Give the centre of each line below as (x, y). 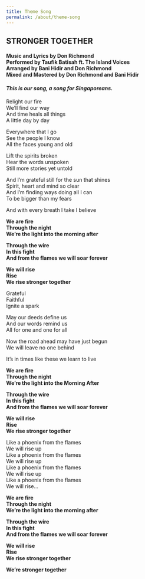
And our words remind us (37, 323)
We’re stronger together (36, 570)
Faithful (15, 299)
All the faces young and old (39, 144)
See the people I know (33, 138)
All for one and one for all (37, 330)
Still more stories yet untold (39, 168)
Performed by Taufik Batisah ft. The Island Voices (68, 62)
